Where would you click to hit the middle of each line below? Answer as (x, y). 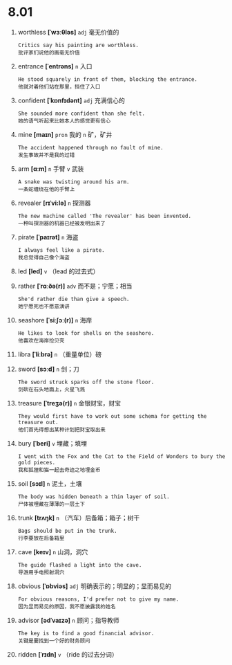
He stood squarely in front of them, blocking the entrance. (108, 79)
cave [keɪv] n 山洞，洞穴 (53, 552)
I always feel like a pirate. (61, 250)
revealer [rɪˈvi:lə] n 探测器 (54, 203)
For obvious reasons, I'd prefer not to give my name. (98, 599)
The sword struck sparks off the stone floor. (86, 382)
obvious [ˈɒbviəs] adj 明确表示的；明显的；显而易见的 (95, 586)
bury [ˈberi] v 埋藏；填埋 (52, 443)
